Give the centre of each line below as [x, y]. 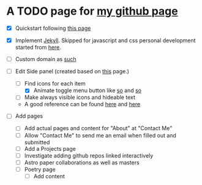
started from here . [38, 48]
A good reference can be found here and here [82, 104]
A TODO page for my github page [92, 11]
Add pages [29, 116]
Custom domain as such [46, 59]
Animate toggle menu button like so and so [88, 90]
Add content [49, 176]
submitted [37, 142]
